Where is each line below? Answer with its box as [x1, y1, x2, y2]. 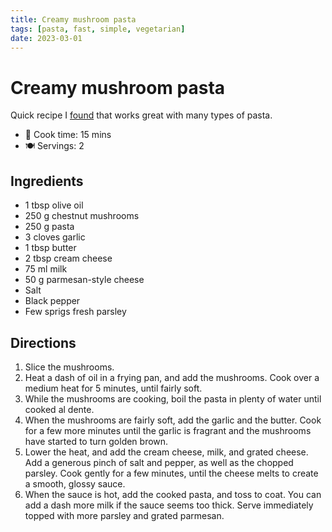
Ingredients [10, 172, 84, 190]
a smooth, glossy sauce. [24, 477, 126, 490]
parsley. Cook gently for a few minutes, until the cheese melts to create [24, 467, 319, 479]
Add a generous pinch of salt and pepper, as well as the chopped [24, 456, 294, 468]
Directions [10, 334, 77, 351]
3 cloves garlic [24, 231, 86, 243]
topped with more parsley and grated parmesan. [24, 509, 225, 521]
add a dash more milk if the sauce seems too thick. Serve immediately [24, 499, 314, 511]
